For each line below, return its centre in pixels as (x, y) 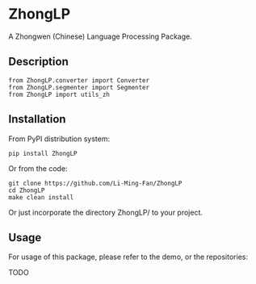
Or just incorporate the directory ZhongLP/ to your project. (106, 212)
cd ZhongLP (27, 190)
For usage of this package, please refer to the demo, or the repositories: (128, 257)
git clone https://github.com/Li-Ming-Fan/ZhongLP (95, 183)
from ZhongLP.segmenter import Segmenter (79, 87)
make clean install (41, 197)
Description (38, 62)
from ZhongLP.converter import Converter (79, 80)
